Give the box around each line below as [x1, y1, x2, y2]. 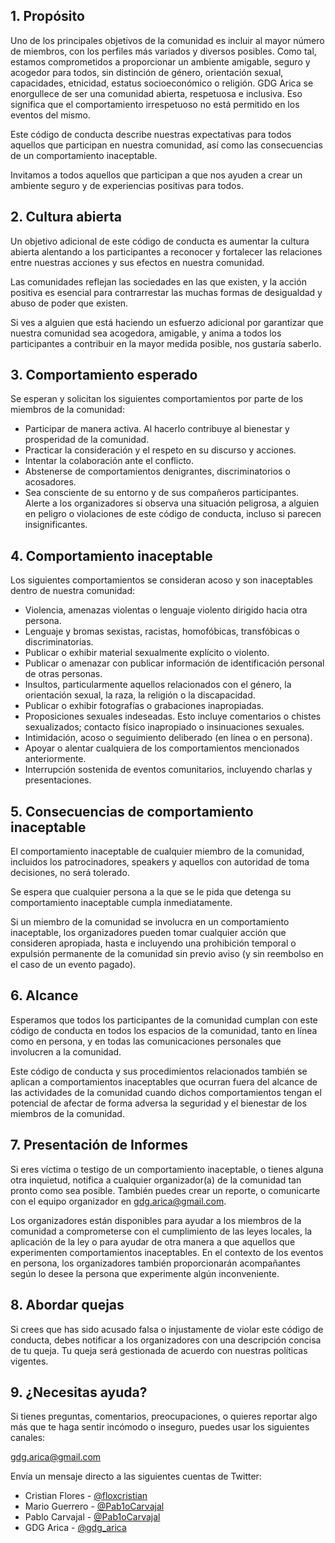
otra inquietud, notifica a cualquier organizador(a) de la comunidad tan [10, 1174, 302, 1186]
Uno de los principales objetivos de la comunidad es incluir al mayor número [10, 34, 325, 46]
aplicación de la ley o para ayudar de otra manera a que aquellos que [10, 1235, 296, 1248]
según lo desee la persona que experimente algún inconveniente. [10, 1267, 280, 1279]
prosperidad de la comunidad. [24, 434, 150, 446]
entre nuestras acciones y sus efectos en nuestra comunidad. [10, 256, 265, 268]
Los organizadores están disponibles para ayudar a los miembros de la [10, 1214, 302, 1226]
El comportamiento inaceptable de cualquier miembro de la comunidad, [10, 845, 305, 858]
